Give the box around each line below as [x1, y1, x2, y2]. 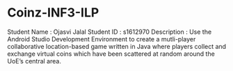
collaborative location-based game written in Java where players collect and [7, 42, 227, 50]
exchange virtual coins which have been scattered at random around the [7, 50, 216, 58]
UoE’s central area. [7, 57, 61, 65]
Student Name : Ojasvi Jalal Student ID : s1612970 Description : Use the [7, 28, 212, 36]
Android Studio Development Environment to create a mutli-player [7, 34, 196, 43]
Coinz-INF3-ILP [7, 5, 99, 21]
